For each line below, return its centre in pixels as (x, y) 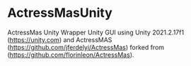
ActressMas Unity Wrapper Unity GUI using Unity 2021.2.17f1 (96, 32)
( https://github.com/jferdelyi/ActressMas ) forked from (86, 47)
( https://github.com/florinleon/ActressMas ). (71, 55)
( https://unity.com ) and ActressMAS (60, 39)
